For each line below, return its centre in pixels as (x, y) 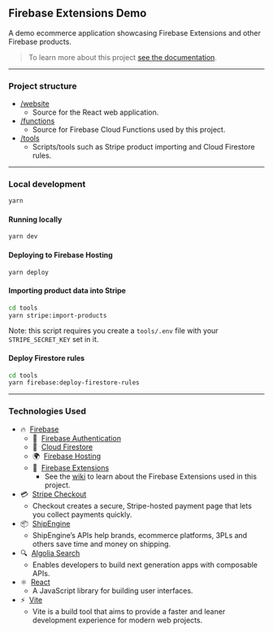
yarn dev (23, 236)
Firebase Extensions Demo (78, 13)
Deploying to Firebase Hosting (61, 254)
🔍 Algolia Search (50, 553)
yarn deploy (28, 272)
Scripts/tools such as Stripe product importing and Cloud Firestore (143, 147)
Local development (47, 184)
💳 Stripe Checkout (53, 494)
